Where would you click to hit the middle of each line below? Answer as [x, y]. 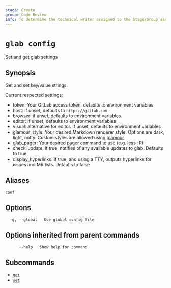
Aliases [17, 181]
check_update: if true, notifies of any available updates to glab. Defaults [88, 148]
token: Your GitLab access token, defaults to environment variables [83, 105]
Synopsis [20, 73]
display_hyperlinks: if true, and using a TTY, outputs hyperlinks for [82, 159]
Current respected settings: [34, 95]
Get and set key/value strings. [36, 85]
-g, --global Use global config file [52, 220]
